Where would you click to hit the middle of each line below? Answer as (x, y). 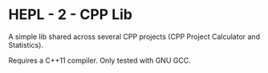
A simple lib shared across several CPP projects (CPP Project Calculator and (134, 36)
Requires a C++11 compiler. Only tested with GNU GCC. (99, 60)
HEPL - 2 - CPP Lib (70, 15)
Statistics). (26, 44)
